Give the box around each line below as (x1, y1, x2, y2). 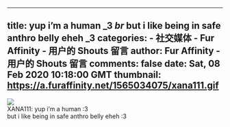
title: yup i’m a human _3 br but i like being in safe (7, 20, 221, 31)
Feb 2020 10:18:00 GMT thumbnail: (7, 69, 162, 81)
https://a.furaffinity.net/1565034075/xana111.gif (7, 80, 219, 91)
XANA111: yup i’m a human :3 (7, 104, 88, 113)
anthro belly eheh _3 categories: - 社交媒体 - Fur (7, 32, 214, 44)
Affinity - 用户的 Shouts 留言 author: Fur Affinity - (7, 45, 220, 57)
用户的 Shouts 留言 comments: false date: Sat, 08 (7, 58, 220, 70)
